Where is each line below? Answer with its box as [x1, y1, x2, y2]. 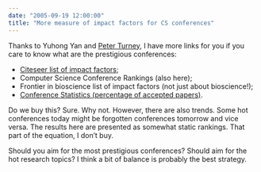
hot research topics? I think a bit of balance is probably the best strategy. [8, 154, 248, 163]
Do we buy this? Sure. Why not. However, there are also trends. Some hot [8, 105, 248, 115]
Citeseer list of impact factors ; [19, 64, 119, 74]
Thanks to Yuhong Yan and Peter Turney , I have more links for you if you [8, 40, 244, 50]
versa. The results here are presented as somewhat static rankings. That [8, 122, 245, 132]
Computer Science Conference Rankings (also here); [19, 73, 193, 82]
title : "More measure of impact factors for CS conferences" [8, 19, 215, 27]
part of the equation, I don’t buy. [8, 130, 113, 140]
